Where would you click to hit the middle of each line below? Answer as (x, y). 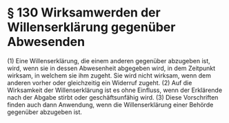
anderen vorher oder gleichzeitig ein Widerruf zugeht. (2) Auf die (100, 82)
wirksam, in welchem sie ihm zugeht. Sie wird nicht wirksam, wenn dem (109, 75)
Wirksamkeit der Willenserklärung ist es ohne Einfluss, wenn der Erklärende (115, 90)
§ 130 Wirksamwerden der (84, 13)
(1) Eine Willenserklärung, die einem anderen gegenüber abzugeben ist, (109, 60)
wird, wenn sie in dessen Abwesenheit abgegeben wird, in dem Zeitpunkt (111, 68)
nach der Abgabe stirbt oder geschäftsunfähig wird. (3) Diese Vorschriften (113, 97)
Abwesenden (46, 42)
